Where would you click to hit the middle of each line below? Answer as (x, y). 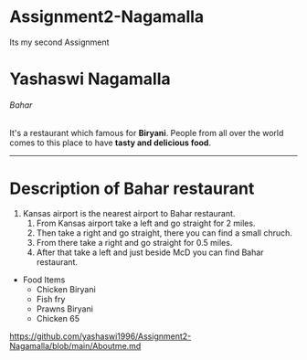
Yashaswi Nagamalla (90, 79)
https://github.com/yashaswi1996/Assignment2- (101, 336)
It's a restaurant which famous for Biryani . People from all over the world (147, 133)
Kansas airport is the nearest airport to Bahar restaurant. (129, 214)
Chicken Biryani (66, 290)
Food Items (44, 280)
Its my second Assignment (59, 42)
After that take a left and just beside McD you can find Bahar (150, 252)
